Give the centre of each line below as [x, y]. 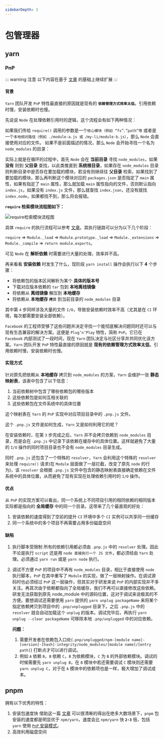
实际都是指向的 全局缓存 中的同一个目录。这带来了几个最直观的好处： [75, 506]
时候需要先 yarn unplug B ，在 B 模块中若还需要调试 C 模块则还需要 [86, 662]
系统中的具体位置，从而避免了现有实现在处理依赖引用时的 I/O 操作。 [74, 476]
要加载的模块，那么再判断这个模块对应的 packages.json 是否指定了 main [77, 177]
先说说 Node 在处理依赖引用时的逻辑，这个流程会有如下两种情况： [71, 120]
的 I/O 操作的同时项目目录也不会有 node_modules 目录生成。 [65, 447]
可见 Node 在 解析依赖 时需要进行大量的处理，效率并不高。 [63, 253]
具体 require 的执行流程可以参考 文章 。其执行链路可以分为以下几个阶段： [79, 227]
